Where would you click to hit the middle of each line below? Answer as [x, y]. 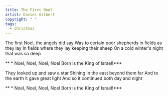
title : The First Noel [29, 10]
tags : [11, 24]
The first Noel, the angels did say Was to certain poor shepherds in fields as [83, 43]
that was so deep [23, 54]
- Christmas [22, 29]
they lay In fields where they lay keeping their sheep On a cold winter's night [84, 48]
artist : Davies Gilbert [30, 15]
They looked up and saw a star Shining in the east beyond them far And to [82, 73]
